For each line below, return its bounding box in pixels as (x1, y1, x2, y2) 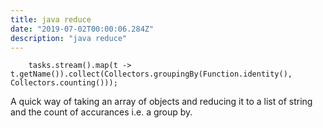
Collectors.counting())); (10, 78, 118, 88)
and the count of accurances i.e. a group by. (10, 106, 193, 118)
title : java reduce (10, 14, 92, 25)
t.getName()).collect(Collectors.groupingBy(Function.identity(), (10, 69, 293, 80)
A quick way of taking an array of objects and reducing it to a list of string (10, 96, 313, 108)
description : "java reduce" (10, 33, 128, 43)
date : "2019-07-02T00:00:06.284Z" (10, 24, 155, 34)
